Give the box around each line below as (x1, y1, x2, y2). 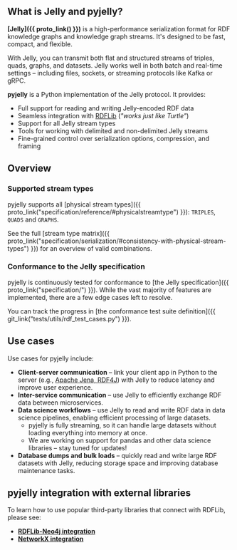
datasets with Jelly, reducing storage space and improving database (17, 459, 218, 467)
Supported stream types (7, 184, 94, 194)
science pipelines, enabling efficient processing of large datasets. (17, 413, 211, 422)
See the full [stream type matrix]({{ (7, 229, 110, 237)
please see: (7, 513, 41, 522)
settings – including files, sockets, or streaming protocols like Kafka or (7, 68, 213, 77)
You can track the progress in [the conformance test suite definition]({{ (7, 306, 216, 316)
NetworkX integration (17, 534, 84, 544)
